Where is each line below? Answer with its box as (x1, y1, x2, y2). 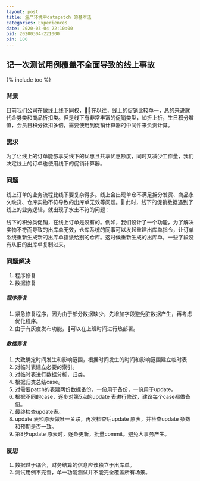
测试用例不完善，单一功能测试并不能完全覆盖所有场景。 (14, 468, 151, 476)
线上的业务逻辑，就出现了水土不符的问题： (6, 206, 111, 213)
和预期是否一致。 (14, 423, 57, 430)
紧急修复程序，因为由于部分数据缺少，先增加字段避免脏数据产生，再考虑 (14, 310, 192, 317)
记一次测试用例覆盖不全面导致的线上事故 (6, 60, 155, 70)
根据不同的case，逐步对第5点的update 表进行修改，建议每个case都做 (14, 393, 186, 400)
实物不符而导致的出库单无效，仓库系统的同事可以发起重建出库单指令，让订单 (6, 226, 194, 233)
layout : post (6, 8, 39, 15)
